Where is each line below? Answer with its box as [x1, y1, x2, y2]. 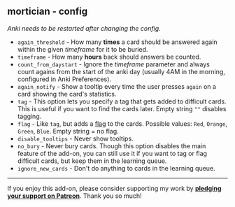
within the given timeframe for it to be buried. [17, 45, 148, 53]
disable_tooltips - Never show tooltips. [17, 134, 134, 143]
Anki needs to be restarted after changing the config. [7, 24, 161, 32]
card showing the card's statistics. [17, 90, 117, 98]
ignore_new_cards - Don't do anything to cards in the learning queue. [17, 164, 215, 172]
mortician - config [7, 6, 88, 17]
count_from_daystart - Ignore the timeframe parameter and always [17, 59, 210, 69]
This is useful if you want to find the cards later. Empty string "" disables [17, 104, 227, 113]
